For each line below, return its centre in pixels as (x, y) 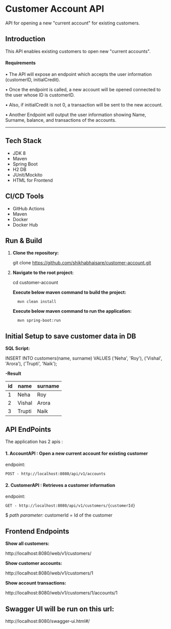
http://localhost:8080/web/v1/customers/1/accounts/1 (62, 593)
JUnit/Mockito (27, 175)
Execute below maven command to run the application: (72, 311)
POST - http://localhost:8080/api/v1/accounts (55, 474)
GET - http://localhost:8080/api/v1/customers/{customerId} (70, 506)
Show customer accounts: (34, 563)
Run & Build (24, 241)
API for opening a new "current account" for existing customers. (73, 23)
